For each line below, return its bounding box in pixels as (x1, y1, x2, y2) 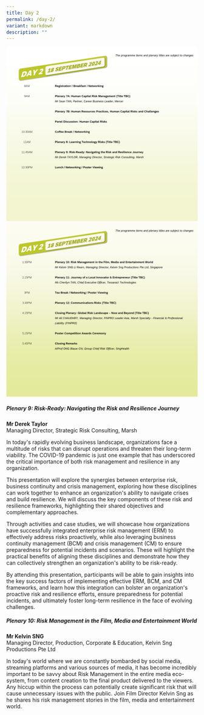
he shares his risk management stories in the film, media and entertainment (6, 696, 195, 703)
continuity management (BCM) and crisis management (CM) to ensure (6, 540, 182, 547)
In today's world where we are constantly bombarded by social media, (6, 657, 182, 664)
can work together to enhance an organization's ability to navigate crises (6, 489, 189, 496)
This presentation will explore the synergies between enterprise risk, (6, 476, 178, 484)
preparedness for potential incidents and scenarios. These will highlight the (6, 546, 195, 554)
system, (6, 677, 26, 684)
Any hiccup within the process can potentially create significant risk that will (6, 683, 197, 691)
